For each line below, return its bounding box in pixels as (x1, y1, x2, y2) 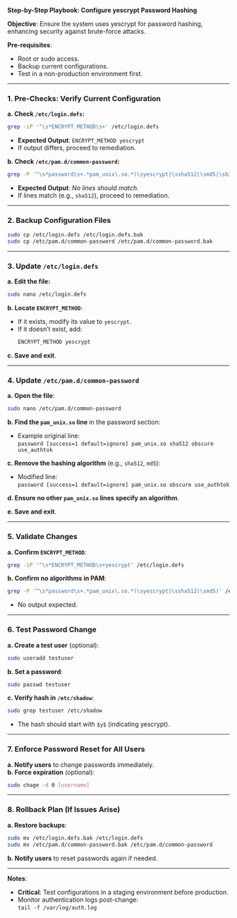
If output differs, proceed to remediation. (17, 144, 136, 152)
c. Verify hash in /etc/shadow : (7, 694, 94, 702)
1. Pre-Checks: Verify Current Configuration (7, 93, 161, 103)
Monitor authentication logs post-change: (17, 895, 139, 904)
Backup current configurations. (17, 62, 109, 70)
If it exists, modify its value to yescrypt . (17, 318, 132, 326)
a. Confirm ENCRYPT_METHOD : (7, 548, 87, 556)
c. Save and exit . (7, 351, 56, 360)
